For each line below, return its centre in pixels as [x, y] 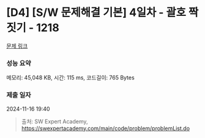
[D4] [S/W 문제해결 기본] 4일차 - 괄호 [96, 13]
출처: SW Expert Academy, [54, 121]
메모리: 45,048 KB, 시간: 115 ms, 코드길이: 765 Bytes [70, 78]
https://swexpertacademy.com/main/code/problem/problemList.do [106, 128]
